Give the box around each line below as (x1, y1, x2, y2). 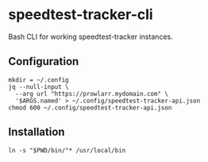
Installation (8, 125, 65, 139)
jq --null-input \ (8, 83, 69, 91)
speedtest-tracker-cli (8, 6, 153, 24)
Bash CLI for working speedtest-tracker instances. (8, 32, 173, 41)
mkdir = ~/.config (8, 75, 69, 84)
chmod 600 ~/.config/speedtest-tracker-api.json (8, 103, 172, 112)
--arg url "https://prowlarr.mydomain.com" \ (15, 90, 169, 98)
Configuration (8, 55, 79, 68)
